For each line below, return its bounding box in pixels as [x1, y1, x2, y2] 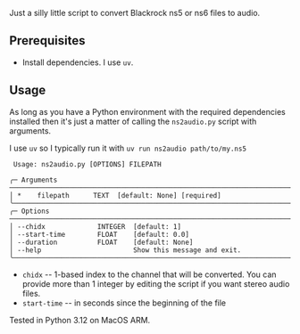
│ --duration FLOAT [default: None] [9, 238, 194, 247]
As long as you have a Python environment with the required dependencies [9, 106, 286, 117]
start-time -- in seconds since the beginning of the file [21, 297, 227, 308]
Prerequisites [9, 33, 86, 48]
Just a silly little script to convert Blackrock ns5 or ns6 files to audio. [9, 8, 261, 18]
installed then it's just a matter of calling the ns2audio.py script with [9, 116, 257, 126]
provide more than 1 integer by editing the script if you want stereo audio [21, 278, 290, 289]
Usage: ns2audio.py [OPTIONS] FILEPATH [12, 159, 162, 168]
